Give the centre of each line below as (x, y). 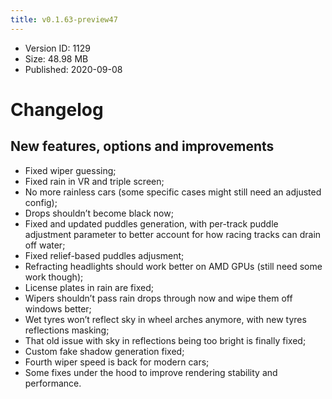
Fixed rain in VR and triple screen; (94, 181)
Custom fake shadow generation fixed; (104, 351)
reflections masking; (67, 330)
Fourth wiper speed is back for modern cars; (117, 362)
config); (41, 202)
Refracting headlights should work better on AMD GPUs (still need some (173, 266)
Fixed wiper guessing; (70, 170)
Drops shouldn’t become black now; (99, 213)
